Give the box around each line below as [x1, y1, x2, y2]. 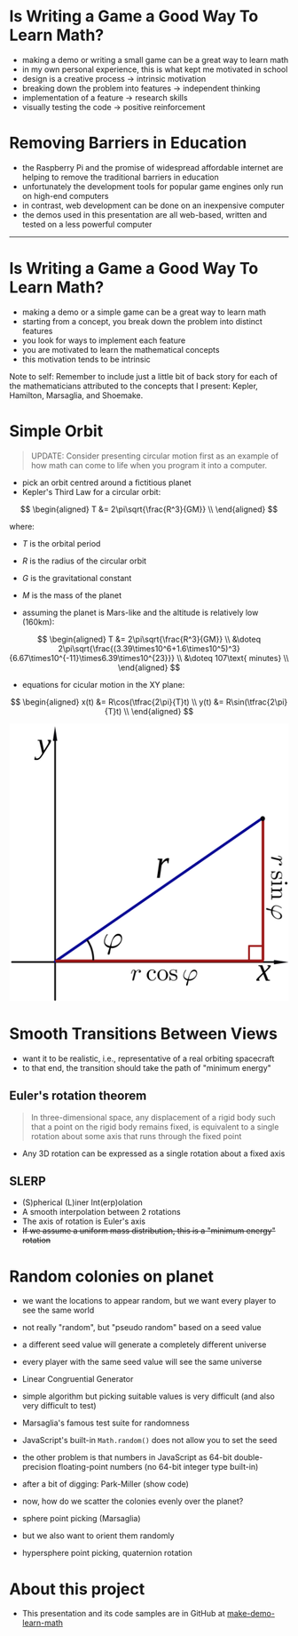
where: [9, 521, 35, 531]
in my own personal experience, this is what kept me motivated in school [21, 64, 288, 75]
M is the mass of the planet [21, 589, 122, 601]
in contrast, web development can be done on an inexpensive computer [21, 200, 286, 211]
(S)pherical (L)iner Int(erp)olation [21, 1197, 144, 1208]
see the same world [21, 1305, 95, 1316]
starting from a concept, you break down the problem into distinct [21, 315, 263, 326]
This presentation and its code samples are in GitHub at [21, 1608, 225, 1619]
